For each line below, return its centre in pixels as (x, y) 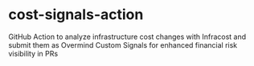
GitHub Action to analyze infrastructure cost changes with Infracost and (127, 37)
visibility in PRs (33, 53)
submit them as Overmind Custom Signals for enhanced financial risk (123, 45)
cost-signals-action (76, 15)
